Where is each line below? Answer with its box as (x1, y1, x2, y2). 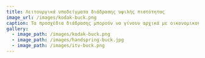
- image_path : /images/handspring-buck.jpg (12, 37, 124, 43)
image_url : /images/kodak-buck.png (6, 14, 97, 21)
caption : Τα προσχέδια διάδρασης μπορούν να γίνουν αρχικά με (6, 20, 168, 26)
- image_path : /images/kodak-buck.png (12, 31, 111, 37)
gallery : (6, 25, 29, 32)
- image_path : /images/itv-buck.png (12, 43, 105, 49)
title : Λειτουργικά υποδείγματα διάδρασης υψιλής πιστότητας (6, 8, 165, 15)
